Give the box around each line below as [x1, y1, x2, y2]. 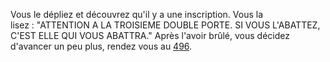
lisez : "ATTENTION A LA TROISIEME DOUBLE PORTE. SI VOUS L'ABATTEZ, [10, 19, 321, 31]
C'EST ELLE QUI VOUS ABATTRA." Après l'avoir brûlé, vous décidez [10, 30, 290, 41]
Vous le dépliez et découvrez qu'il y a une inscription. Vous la [10, 9, 264, 20]
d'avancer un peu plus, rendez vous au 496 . [10, 40, 193, 52]
